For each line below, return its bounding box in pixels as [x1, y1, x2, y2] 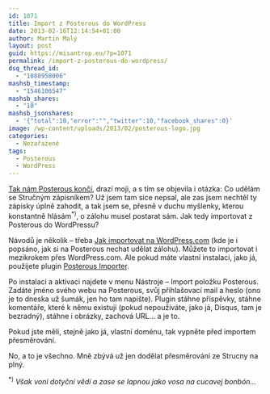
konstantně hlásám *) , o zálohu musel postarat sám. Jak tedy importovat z [8, 210, 253, 220]
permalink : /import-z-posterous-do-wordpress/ [8, 57, 168, 65]
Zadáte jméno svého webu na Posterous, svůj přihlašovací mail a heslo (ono [8, 285, 261, 295]
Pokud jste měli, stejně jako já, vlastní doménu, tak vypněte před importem [8, 326, 256, 336]
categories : [8, 132, 49, 140]
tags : [8, 147, 27, 155]
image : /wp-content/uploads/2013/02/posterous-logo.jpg [8, 124, 200, 132]
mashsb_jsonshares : [8, 110, 74, 118]
